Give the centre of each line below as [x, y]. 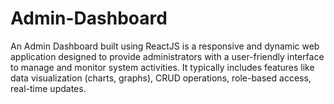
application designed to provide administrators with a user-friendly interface [167, 56]
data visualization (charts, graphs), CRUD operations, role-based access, [161, 78]
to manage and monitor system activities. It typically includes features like [162, 67]
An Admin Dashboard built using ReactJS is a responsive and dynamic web [165, 46]
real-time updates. [48, 88]
